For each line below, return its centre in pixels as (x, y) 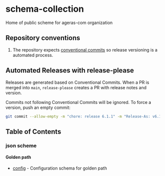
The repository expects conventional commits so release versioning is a (85, 50)
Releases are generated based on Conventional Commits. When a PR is (77, 82)
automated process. (33, 55)
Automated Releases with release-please (70, 70)
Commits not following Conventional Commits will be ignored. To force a (78, 102)
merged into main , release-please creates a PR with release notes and (76, 87)
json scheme (21, 146)
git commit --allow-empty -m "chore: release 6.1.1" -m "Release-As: (78, 116)
